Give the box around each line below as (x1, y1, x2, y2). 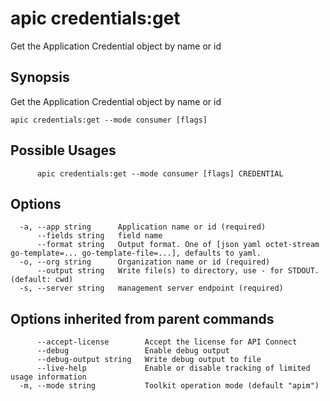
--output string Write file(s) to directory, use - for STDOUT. (36, 266, 320, 276)
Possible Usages (10, 142, 117, 159)
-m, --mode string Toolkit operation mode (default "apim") (19, 381, 320, 391)
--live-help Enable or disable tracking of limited (36, 363, 311, 374)
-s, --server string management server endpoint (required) (19, 283, 284, 294)
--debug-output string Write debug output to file (36, 355, 262, 365)
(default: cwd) (10, 275, 74, 285)
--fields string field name (36, 231, 163, 241)
